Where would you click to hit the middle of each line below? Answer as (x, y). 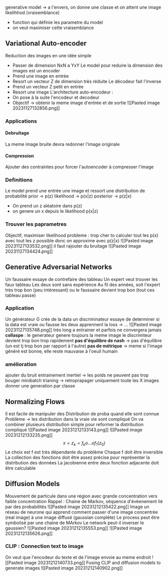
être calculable (21, 468)
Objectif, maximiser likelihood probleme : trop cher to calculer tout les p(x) (82, 235)
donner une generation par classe (40, 386)
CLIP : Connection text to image (44, 546)
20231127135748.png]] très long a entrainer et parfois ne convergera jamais (83, 330)
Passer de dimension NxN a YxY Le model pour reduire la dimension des (88, 65)
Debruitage (17, 133)
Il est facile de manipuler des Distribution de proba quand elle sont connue (82, 414)
